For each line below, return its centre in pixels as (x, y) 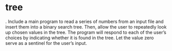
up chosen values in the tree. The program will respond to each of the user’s (86, 32)
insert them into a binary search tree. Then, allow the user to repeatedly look (86, 27)
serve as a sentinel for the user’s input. (46, 43)
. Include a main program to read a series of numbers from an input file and (84, 21)
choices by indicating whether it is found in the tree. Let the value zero (80, 38)
